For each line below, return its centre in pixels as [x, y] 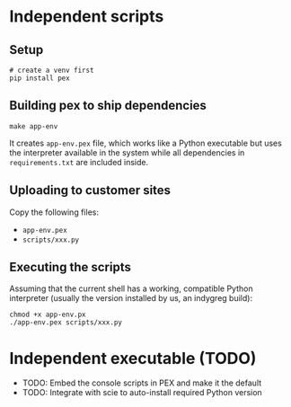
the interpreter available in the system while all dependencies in [127, 152]
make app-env [34, 126]
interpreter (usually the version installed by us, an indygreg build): [131, 298]
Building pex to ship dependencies [108, 106]
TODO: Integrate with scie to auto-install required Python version [142, 393]
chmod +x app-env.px [48, 315]
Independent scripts [87, 17]
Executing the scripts [71, 267]
